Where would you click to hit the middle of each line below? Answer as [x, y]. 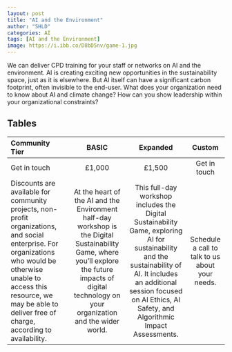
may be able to [35, 304]
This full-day [156, 187]
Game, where [97, 252]
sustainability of [156, 265]
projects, [25, 209]
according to [31, 330]
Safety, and [156, 308]
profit [20, 217]
